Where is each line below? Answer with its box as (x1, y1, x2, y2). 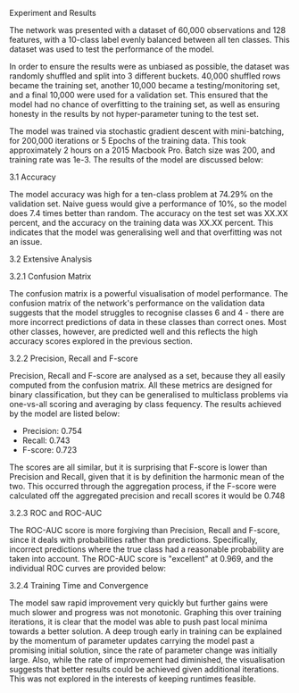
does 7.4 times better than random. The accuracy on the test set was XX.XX (9, 208, 288, 218)
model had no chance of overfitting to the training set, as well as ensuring (9, 99, 280, 110)
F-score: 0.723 (21, 445, 78, 455)
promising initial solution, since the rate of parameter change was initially (9, 645, 278, 655)
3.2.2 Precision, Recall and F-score (9, 353, 138, 363)
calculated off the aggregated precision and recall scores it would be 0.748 (9, 490, 286, 501)
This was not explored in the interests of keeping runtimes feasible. (9, 673, 256, 684)
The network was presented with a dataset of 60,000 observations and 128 (9, 25, 287, 35)
